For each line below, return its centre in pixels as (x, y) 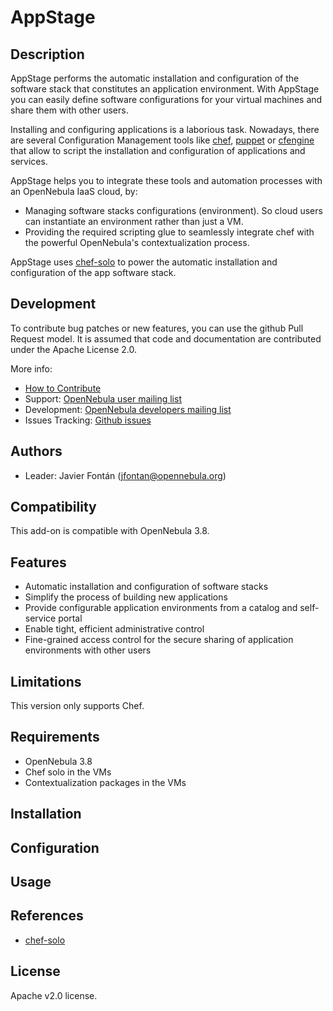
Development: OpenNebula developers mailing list (128, 409)
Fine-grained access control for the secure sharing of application (159, 640)
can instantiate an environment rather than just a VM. (134, 221)
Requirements (55, 737)
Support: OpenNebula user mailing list (103, 398)
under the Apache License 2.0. (74, 349)
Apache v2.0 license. (54, 995)
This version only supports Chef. (77, 706)
